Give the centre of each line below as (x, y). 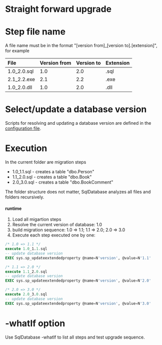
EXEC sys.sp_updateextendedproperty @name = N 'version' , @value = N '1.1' (78, 258)
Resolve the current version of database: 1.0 (57, 225)
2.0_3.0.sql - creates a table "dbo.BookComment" (63, 182)
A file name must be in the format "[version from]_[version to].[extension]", (81, 46)
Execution (26, 148)
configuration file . (23, 128)
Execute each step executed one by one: (54, 235)
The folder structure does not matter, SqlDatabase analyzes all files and (78, 192)
